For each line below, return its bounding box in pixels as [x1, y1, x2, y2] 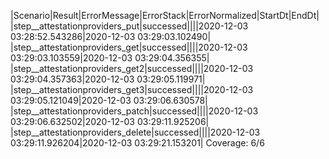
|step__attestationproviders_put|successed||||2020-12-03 [10, 20, 249, 32]
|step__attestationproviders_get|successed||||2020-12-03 [10, 41, 248, 53]
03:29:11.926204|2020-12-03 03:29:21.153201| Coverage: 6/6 [10, 137, 265, 149]
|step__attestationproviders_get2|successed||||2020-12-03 [10, 63, 254, 74]
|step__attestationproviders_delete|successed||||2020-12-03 [10, 126, 261, 138]
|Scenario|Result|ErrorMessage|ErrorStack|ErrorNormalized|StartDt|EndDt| [10, 10, 320, 21]
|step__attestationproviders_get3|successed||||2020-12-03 [10, 84, 254, 95]
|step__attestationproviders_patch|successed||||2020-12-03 [10, 105, 259, 117]
